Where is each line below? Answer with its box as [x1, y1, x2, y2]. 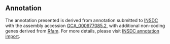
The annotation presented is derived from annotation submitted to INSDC [5, 17, 158, 23]
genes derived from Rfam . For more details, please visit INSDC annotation [5, 27, 160, 34]
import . [5, 33, 20, 39]
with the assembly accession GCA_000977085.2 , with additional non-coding [5, 22, 165, 28]
